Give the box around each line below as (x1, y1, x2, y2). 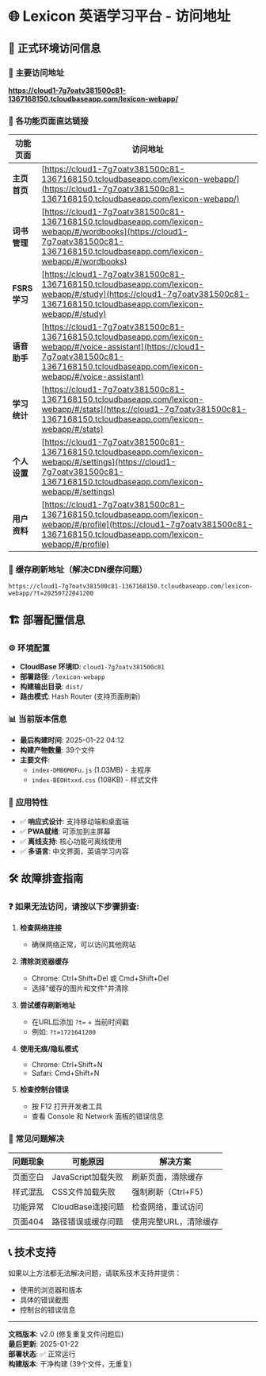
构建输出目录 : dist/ (19, 682, 84, 692)
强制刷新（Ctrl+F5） (131, 1186, 208, 1197)
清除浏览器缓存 (19, 957, 69, 966)
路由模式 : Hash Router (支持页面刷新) (19, 692, 141, 701)
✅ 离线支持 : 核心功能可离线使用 (19, 836, 123, 846)
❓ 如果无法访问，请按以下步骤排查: (8, 901, 140, 912)
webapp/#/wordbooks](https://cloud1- (41, 226, 188, 237)
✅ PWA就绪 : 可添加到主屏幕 (19, 827, 111, 836)
